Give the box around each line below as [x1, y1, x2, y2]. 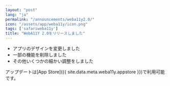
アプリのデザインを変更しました [12, 46, 80, 51]
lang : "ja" [5, 12, 29, 17]
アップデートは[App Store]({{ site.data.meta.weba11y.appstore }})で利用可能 [5, 69, 165, 75]
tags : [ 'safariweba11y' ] [5, 26, 58, 31]
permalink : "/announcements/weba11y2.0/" [5, 17, 95, 22]
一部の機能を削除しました [12, 52, 67, 58]
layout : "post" [5, 7, 38, 13]
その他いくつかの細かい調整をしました [12, 58, 93, 64]
